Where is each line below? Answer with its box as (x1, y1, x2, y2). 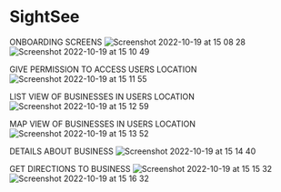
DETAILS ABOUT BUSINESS (9, 146, 114, 157)
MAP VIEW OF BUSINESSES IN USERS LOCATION (9, 118, 196, 129)
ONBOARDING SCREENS (9, 36, 103, 47)
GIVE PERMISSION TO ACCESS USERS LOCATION (9, 64, 197, 75)
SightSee (9, 6, 80, 27)
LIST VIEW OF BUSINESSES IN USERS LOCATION (9, 91, 196, 102)
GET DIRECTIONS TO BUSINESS (9, 163, 131, 174)
